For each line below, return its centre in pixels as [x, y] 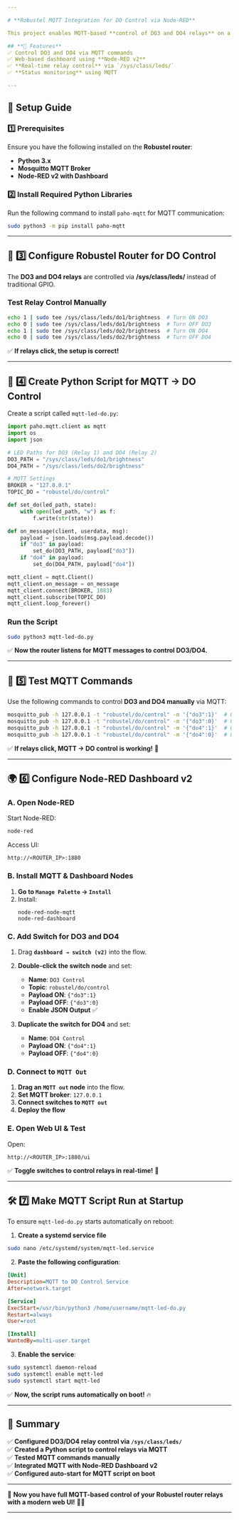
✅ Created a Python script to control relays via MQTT [87, 1449]
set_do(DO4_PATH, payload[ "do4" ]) [84, 565]
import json [25, 440]
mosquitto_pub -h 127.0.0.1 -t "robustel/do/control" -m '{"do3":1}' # [117, 715]
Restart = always [30, 1314]
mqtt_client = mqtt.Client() [51, 577]
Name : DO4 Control [57, 1038]
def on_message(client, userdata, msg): [68, 531]
